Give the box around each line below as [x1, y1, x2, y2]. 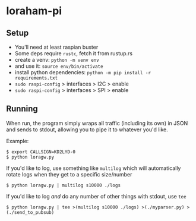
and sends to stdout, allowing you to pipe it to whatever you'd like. [6, 126, 168, 133]
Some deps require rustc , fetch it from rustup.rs [14, 50, 132, 57]
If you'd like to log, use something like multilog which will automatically [6, 165, 181, 172]
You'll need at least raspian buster [14, 43, 99, 50]
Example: [6, 137, 29, 144]
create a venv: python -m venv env [14, 56, 99, 63]
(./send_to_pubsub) [6, 209, 55, 215]
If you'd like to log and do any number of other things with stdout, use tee [6, 192, 186, 200]
